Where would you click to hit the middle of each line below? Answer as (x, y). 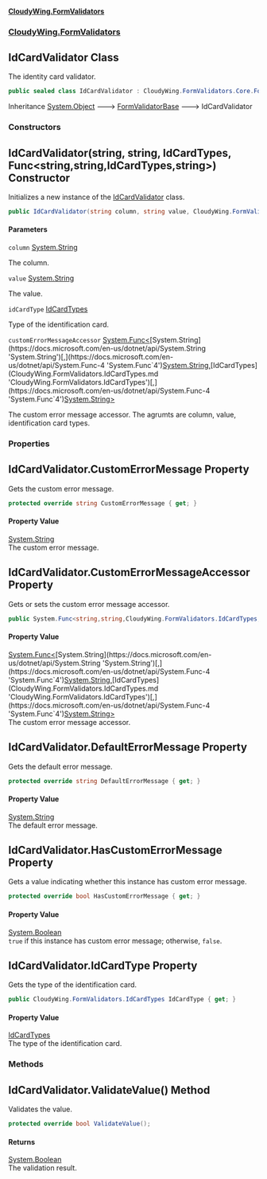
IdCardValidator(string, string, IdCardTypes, (120, 153)
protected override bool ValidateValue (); (79, 1124)
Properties (29, 444)
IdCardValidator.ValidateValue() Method (109, 1090)
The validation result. (43, 1168)
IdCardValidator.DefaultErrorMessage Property (128, 748)
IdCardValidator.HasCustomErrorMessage (115, 850)
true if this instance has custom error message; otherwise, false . (115, 941)
